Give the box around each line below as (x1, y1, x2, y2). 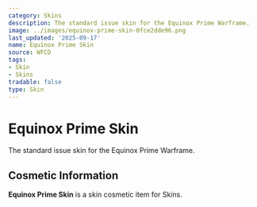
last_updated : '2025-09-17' (8, 33, 102, 42)
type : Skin (8, 85, 44, 94)
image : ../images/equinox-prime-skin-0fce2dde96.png (8, 26, 186, 34)
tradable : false (8, 78, 62, 86)
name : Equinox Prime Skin (8, 41, 94, 49)
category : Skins (8, 11, 62, 20)
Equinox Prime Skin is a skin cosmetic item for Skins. (8, 190, 182, 199)
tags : (8, 56, 26, 64)
